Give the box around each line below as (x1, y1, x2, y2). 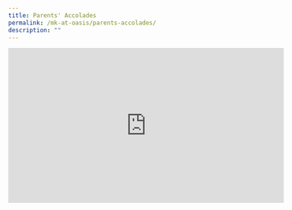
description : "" (8, 26, 61, 34)
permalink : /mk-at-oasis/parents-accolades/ (8, 19, 157, 27)
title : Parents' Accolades (8, 11, 97, 20)
